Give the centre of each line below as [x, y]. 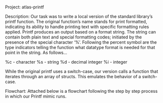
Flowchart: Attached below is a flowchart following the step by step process [81, 91]
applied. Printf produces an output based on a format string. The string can [81, 32]
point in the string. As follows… [36, 52]
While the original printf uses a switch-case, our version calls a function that [82, 71]
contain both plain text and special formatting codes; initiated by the [73, 37]
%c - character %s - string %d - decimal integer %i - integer [66, 62]
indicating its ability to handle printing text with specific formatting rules [77, 27]
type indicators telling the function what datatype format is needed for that [80, 47]
